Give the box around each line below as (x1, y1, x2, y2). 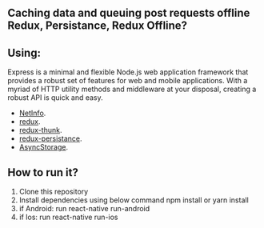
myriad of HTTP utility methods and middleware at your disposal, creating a (7, 84, 257, 94)
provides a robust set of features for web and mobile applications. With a (7, 76, 248, 86)
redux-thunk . (18, 126, 62, 135)
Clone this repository (18, 187, 89, 197)
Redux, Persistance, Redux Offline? (7, 19, 188, 33)
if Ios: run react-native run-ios (18, 212, 118, 222)
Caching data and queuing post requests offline (7, 6, 250, 20)
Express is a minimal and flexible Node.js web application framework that (7, 67, 249, 77)
